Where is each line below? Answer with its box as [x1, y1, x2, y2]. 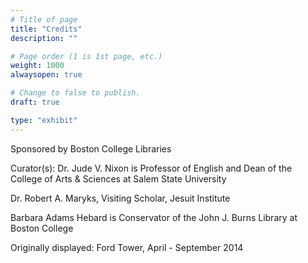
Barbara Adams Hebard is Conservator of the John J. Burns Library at [10, 211, 298, 223]
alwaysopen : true [10, 70, 83, 80]
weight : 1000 [10, 61, 65, 71]
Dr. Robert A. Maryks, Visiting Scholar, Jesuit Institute [10, 192, 231, 204]
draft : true [10, 97, 60, 107]
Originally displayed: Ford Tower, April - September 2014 [10, 241, 244, 253]
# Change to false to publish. [10, 88, 141, 98]
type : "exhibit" [10, 115, 78, 125]
